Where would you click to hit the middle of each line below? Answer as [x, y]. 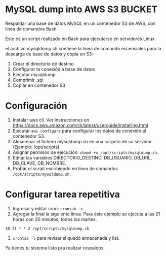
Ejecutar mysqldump [34, 74]
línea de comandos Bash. [32, 28]
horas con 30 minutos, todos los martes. [55, 219]
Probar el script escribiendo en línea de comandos [65, 168]
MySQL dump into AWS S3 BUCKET [81, 9]
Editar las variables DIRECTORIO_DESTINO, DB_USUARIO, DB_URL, [82, 157]
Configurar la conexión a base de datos [54, 69]
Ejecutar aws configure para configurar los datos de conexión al [79, 131]
